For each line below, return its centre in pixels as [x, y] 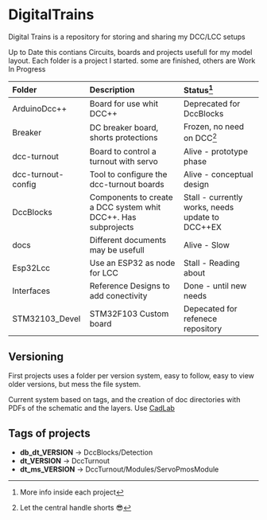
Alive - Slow [207, 244]
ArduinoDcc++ [40, 109]
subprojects [112, 227]
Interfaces [31, 291]
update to [201, 217]
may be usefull [117, 250]
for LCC [104, 272]
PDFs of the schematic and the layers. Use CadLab [91, 409]
